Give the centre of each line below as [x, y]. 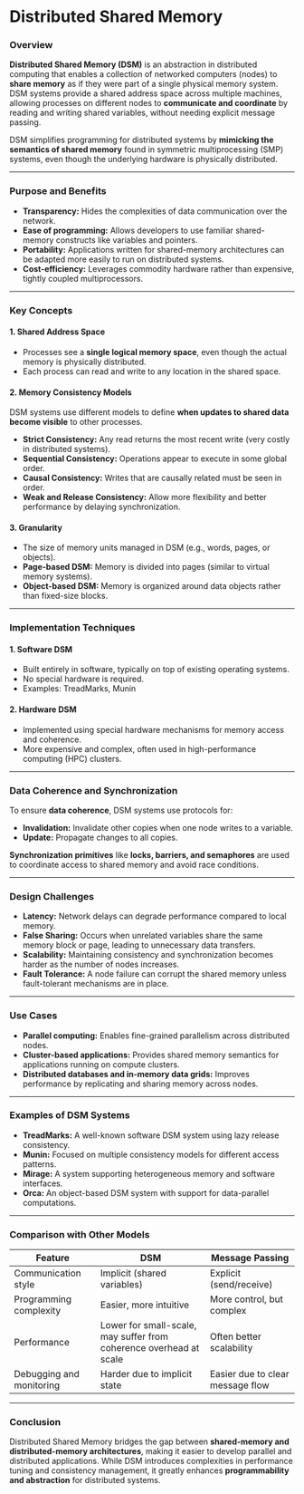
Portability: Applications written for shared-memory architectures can [153, 249]
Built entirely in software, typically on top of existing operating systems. [156, 670]
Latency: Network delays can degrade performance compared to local [154, 916]
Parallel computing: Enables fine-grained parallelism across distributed [156, 1036]
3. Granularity [36, 527]
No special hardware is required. [83, 679]
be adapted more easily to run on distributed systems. [123, 259]
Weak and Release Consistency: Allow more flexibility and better [144, 497]
